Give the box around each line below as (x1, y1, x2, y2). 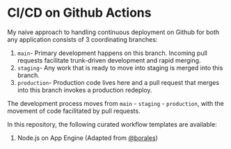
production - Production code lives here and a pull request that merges (17, 78, 220, 86)
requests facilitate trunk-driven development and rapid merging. (17, 56, 201, 64)
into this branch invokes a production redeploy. (17, 86, 152, 94)
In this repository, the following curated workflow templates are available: (7, 120, 217, 128)
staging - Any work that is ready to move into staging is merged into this (17, 63, 223, 72)
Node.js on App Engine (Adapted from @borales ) (17, 134, 158, 142)
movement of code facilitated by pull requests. (7, 107, 141, 115)
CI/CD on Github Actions (7, 5, 152, 21)
